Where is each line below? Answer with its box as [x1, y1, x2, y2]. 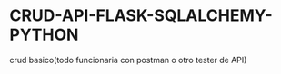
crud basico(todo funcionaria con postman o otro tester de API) [9, 54, 247, 65]
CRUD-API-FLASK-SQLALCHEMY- [9, 5, 273, 26]
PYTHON [9, 24, 79, 45]
